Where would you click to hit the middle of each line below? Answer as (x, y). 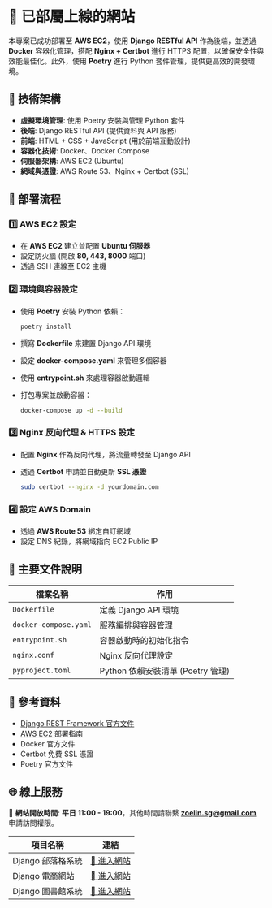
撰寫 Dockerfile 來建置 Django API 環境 (86, 343)
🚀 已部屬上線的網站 (72, 17)
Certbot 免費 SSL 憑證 (57, 754)
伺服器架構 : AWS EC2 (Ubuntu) (72, 161)
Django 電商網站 (43, 876)
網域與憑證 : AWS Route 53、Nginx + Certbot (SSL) (104, 171)
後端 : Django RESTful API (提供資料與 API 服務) (98, 130)
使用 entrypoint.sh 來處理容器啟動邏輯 (85, 378)
